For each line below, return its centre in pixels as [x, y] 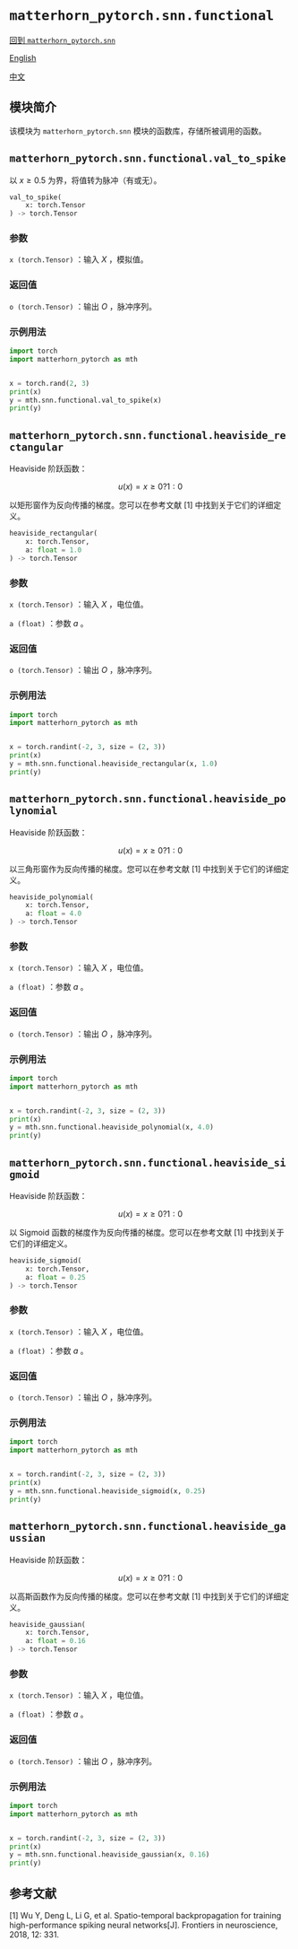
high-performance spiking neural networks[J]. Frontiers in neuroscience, [144, 1925]
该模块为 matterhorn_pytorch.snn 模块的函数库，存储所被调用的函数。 [138, 131]
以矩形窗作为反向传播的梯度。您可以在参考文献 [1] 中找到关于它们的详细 [141, 505]
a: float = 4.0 [54, 913]
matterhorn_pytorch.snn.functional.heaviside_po [148, 799]
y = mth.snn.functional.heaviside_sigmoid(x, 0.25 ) [107, 1491]
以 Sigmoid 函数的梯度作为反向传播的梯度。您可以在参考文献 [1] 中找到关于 [147, 1233]
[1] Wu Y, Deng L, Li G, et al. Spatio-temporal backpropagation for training [145, 1915]
